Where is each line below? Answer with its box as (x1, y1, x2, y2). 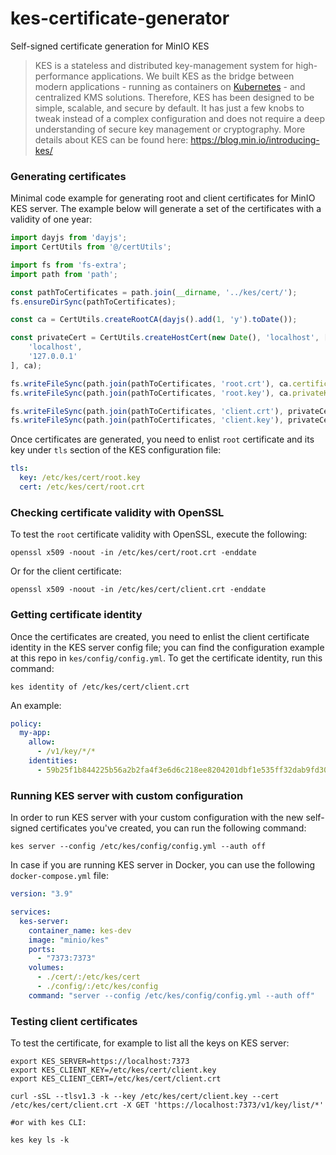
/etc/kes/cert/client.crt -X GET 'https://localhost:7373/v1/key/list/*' (10, 1100, 325, 1111)
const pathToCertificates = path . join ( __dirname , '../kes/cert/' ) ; (10, 287, 298, 297)
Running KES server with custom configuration (10, 788, 244, 802)
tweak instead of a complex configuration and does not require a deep (34, 112, 326, 124)
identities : (28, 756, 78, 766)
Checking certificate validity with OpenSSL (10, 505, 225, 519)
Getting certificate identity (10, 608, 143, 622)
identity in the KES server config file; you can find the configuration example (10, 641, 325, 653)
